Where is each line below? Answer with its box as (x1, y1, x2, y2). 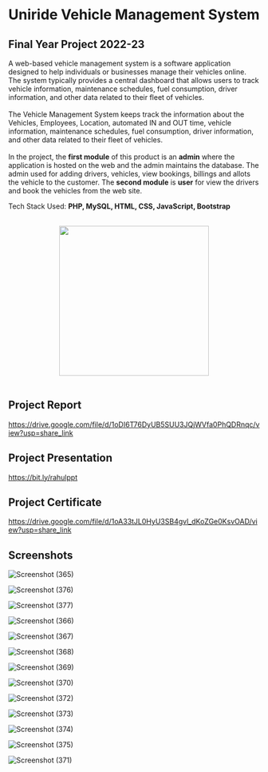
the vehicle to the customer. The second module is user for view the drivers (8, 177, 259, 187)
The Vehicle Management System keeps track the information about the (8, 109, 245, 119)
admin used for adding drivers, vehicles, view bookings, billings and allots (8, 169, 251, 178)
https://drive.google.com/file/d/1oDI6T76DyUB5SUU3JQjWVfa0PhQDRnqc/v (8, 420, 260, 429)
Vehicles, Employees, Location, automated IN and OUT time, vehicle (8, 118, 232, 127)
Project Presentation (8, 452, 113, 465)
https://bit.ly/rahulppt (8, 472, 78, 482)
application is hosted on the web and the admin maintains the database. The (8, 161, 259, 169)
